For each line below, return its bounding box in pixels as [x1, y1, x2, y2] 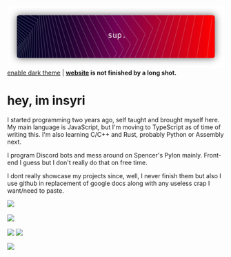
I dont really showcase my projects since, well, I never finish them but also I [7, 171, 222, 180]
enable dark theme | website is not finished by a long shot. [7, 68, 177, 77]
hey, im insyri [7, 93, 86, 108]
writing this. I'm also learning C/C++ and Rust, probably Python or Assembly [7, 130, 224, 138]
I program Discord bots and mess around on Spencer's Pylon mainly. [7, 151, 203, 159]
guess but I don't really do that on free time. [23, 158, 148, 166]
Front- [203, 151, 222, 159]
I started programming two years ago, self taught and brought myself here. [7, 115, 220, 124]
